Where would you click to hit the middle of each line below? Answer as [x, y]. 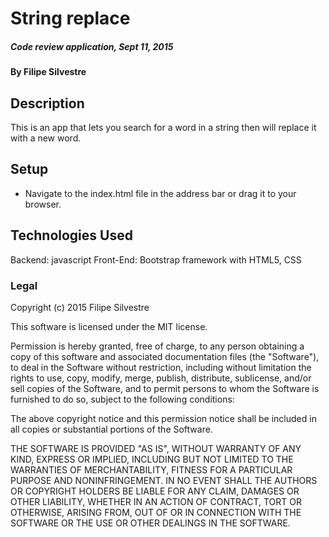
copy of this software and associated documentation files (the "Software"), [165, 356]
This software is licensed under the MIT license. [109, 326]
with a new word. [46, 138]
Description [47, 103]
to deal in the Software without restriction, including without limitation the [161, 367]
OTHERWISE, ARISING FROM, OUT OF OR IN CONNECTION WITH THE [156, 512]
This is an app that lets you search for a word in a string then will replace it [163, 127]
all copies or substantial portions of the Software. [111, 429]
